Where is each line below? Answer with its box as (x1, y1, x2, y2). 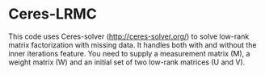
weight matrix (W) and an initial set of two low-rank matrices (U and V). (8, 57, 246, 67)
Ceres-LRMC (8, 5, 97, 23)
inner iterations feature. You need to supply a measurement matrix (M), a (8, 48, 250, 58)
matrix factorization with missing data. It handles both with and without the (8, 40, 257, 49)
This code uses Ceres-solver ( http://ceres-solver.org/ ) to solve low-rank (8, 31, 250, 41)
